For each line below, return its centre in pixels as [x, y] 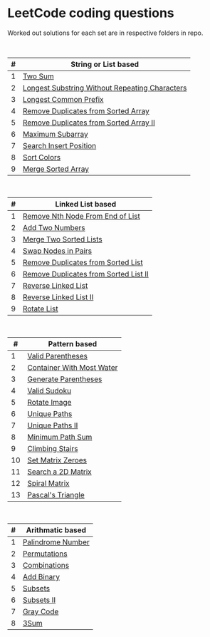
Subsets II [39, 600]
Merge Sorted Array [56, 169]
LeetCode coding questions [91, 13]
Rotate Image [49, 402]
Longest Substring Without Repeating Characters [105, 88]
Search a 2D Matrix [60, 472]
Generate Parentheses [65, 379]
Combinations [46, 565]
